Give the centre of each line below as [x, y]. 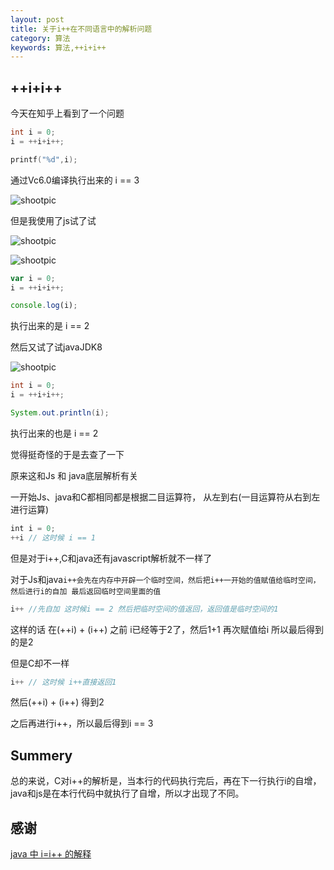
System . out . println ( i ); [60, 413]
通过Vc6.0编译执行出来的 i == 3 [75, 180]
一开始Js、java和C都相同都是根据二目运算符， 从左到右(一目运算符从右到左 [165, 497]
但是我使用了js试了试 [53, 220]
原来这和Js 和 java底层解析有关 [74, 475]
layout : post [37, 19]
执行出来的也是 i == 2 [54, 433]
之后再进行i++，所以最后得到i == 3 [82, 723]
